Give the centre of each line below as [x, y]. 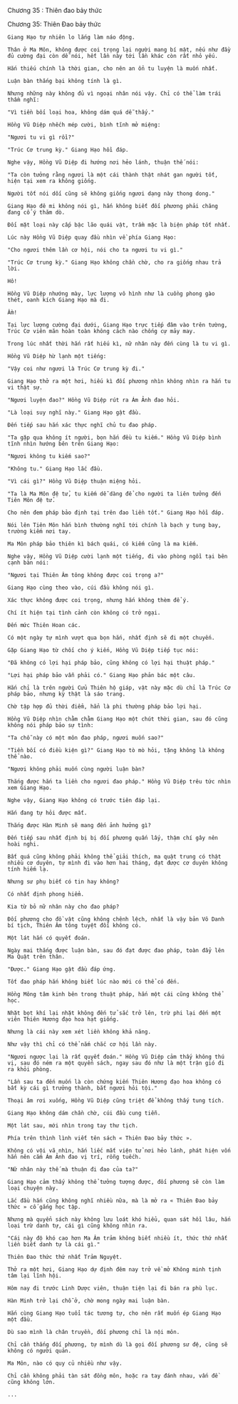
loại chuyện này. [33, 1188]
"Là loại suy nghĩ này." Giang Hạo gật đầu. [74, 412]
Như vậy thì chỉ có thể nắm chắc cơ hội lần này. [83, 1044]
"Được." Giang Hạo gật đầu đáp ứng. [62, 969]
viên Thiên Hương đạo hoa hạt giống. [63, 1019]
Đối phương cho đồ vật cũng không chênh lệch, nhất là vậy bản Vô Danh [116, 919]
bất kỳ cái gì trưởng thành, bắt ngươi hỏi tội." [83, 1088]
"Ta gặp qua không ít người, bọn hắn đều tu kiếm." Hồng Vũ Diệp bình [114, 437]
